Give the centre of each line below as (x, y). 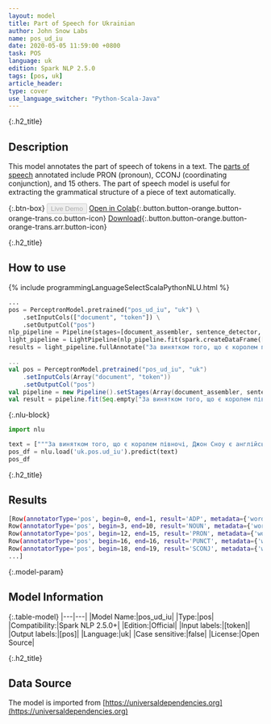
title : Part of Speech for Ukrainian (72, 23)
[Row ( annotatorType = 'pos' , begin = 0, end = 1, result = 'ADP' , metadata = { (128, 519)
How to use (37, 268)
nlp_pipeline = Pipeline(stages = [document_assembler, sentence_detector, (135, 332)
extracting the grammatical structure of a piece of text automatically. (122, 192)
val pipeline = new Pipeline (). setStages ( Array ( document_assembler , (126, 392)
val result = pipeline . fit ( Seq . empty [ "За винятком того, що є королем (129, 400)
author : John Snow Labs (48, 31)
